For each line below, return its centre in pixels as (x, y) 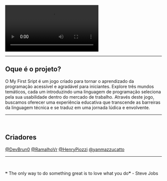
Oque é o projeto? (33, 69)
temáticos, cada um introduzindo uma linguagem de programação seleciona (83, 92)
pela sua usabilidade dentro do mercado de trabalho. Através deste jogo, (80, 97)
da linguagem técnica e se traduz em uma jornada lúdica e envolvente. (78, 107)
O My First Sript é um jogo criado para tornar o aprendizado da (70, 81)
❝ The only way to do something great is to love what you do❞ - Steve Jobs (82, 173)
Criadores (21, 138)
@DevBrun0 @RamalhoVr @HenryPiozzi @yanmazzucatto (65, 149)
